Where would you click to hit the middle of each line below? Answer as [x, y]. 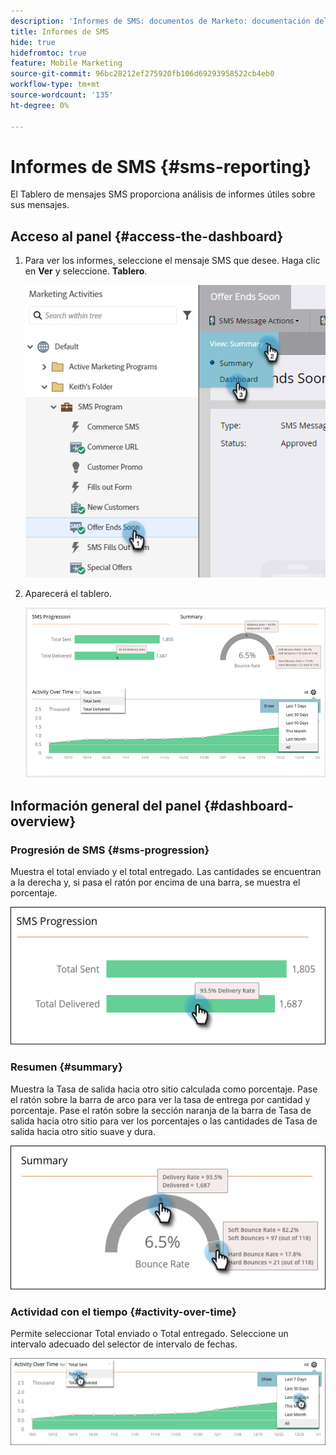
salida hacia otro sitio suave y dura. [83, 1131]
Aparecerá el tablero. [68, 593]
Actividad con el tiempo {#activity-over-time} [123, 1312]
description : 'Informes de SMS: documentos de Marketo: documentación [160, 21]
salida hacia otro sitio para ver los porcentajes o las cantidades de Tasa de [164, 1121]
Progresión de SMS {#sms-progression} [110, 850]
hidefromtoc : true [48, 53]
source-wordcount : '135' [62, 95]
